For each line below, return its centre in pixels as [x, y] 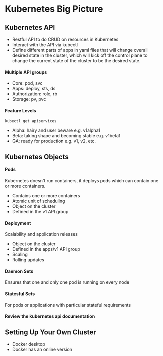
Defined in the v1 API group [40, 211]
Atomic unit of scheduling [39, 201]
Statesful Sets [20, 294]
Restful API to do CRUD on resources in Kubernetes [65, 39]
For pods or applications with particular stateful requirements [68, 305]
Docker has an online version [42, 349]
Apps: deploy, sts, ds [34, 89]
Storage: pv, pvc [29, 99]
